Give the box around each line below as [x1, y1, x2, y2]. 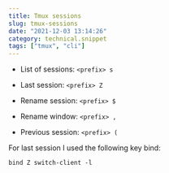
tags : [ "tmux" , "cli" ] [8, 42, 85, 50]
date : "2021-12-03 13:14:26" [8, 27, 107, 35]
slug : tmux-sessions [8, 19, 79, 28]
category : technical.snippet [8, 34, 107, 43]
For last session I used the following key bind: [8, 143, 161, 153]
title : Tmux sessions [8, 11, 82, 20]
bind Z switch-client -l [8, 159, 93, 167]
